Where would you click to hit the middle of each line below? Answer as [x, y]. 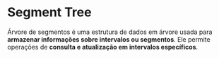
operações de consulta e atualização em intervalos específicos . [103, 47]
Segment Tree [49, 12]
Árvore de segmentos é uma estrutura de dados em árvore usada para [110, 32]
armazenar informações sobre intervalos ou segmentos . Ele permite [109, 39]
